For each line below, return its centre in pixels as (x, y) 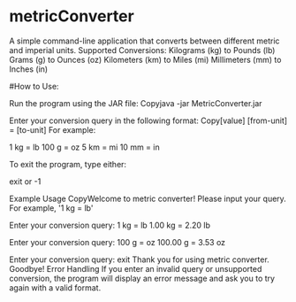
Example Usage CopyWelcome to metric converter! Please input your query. (148, 198)
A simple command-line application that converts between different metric (144, 41)
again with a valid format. (55, 287)
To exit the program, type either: (68, 164)
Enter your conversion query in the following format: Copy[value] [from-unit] (148, 120)
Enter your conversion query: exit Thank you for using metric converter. (139, 259)
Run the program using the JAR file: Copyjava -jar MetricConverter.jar (136, 103)
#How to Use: (34, 86)
